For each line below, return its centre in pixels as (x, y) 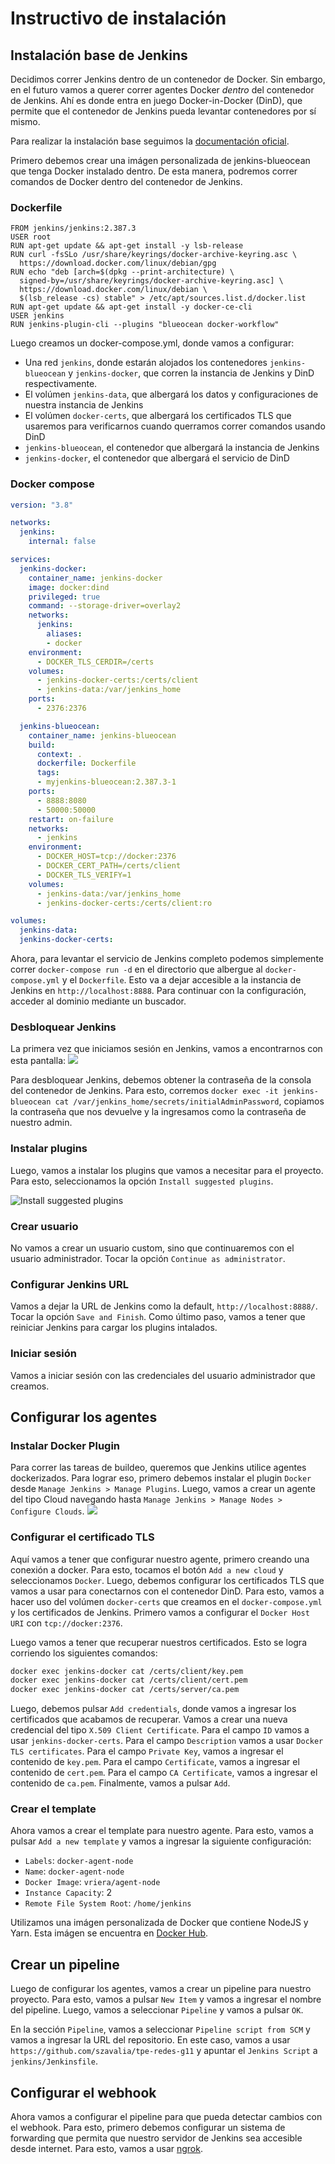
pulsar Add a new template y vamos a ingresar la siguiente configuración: (161, 1841)
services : (31, 560)
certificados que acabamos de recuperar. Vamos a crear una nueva (149, 1719)
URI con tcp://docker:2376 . (66, 1623)
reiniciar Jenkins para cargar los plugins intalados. (114, 1328)
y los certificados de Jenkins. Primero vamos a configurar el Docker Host (160, 1612)
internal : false (62, 542)
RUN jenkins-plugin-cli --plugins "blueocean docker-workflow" (145, 325)
